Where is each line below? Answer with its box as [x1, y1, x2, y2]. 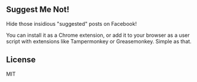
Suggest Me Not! [6, 5, 70, 15]
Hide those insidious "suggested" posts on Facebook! [6, 20, 137, 27]
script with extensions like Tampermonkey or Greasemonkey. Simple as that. [6, 37, 192, 45]
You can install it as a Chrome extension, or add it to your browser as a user [6, 32, 190, 39]
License [6, 55, 36, 65]
